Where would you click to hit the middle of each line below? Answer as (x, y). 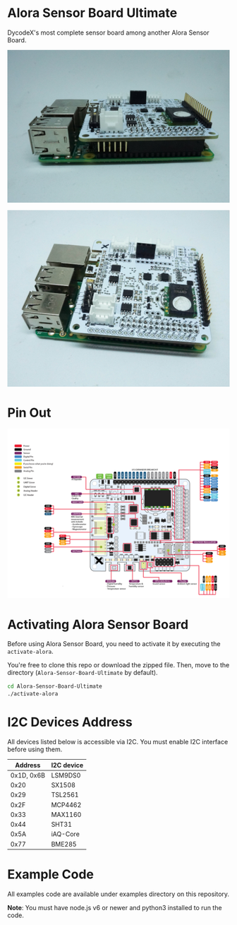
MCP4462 (66, 805)
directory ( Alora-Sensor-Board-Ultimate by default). (83, 673)
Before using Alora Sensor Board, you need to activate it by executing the (114, 644)
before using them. (35, 749)
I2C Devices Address (70, 722)
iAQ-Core (65, 834)
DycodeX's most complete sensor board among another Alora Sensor (108, 32)
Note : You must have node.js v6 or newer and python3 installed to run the (115, 907)
